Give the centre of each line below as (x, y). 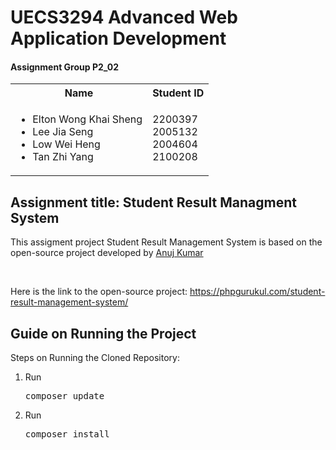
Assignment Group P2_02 (65, 67)
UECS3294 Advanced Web (124, 17)
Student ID (178, 93)
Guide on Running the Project (103, 333)
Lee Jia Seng (63, 132)
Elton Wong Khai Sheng (87, 119)
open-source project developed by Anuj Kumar (107, 253)
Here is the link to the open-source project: (99, 292)
